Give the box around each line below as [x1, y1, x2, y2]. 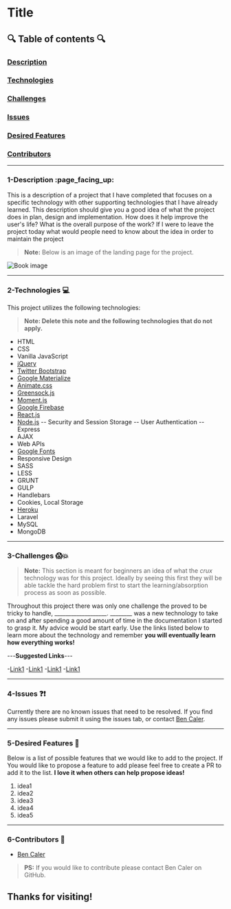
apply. [23, 325, 43, 333]
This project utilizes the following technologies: [7, 304, 141, 312]
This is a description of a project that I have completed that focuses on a [7, 190, 212, 199]
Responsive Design [16, 454, 72, 463]
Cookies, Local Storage [16, 499, 84, 507]
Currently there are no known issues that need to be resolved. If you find [7, 707, 213, 716]
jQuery [16, 360, 36, 368]
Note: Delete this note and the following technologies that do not [23, 317, 213, 325]
